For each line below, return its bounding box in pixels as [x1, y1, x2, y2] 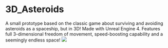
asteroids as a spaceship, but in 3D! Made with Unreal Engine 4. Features [5, 25, 160, 31]
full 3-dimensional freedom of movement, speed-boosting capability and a [5, 31, 163, 37]
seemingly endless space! [5, 37, 61, 43]
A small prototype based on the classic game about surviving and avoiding [5, 20, 163, 26]
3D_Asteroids [5, 4, 64, 15]
